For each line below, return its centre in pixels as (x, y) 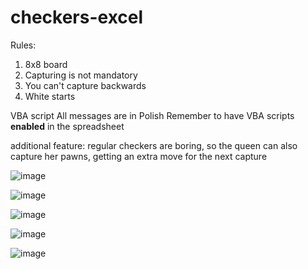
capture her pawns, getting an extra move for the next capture (139, 156)
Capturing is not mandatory (81, 75)
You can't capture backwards (85, 85)
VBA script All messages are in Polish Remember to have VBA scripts (152, 115)
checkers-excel (77, 17)
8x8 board (46, 64)
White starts (50, 96)
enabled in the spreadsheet (67, 126)
